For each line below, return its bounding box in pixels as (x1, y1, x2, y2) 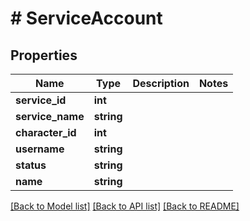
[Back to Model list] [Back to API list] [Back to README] (10, 200, 240, 212)
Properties (10, 47, 78, 64)
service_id (15, 93, 67, 107)
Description (132, 77, 190, 90)
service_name (15, 110, 85, 123)
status (15, 158, 47, 172)
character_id (15, 126, 77, 139)
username (15, 142, 65, 156)
